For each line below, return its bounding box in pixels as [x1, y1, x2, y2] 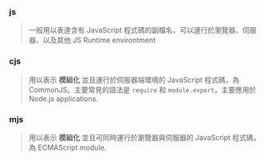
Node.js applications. [28, 94, 99, 103]
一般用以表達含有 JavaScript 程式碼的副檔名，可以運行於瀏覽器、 [28, 25, 242, 35]
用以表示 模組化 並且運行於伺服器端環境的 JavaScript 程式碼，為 [28, 75, 240, 84]
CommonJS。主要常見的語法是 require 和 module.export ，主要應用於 [28, 84, 257, 94]
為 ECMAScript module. [28, 142, 107, 152]
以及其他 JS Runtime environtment [42, 35, 156, 45]
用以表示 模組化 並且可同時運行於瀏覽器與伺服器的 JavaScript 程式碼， [28, 132, 261, 142]
